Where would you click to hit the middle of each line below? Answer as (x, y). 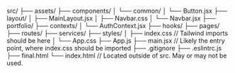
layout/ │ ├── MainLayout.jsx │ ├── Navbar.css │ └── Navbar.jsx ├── (111, 18)
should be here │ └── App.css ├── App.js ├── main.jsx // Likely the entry (116, 41)
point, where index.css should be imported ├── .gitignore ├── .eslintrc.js (114, 48)
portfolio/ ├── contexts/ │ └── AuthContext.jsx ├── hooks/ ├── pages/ (113, 26)
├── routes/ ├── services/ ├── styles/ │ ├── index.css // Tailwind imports (117, 33)
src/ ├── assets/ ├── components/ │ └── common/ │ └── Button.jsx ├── (117, 11)
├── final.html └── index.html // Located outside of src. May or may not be (117, 55)
